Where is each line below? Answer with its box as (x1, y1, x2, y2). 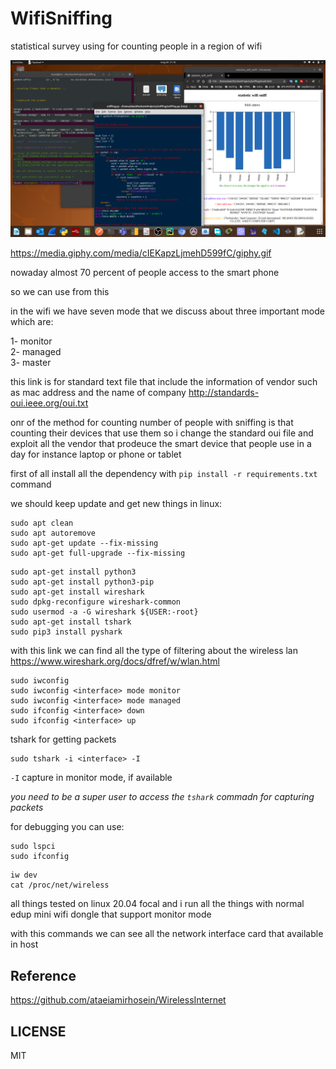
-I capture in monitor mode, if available (10, 772, 173, 784)
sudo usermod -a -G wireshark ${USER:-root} (10, 607, 199, 617)
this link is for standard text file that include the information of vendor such (10, 376, 318, 388)
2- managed (10, 346, 62, 358)
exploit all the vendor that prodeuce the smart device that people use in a (10, 438, 312, 450)
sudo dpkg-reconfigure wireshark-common (10, 597, 182, 607)
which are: (10, 316, 54, 328)
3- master (10, 357, 52, 369)
